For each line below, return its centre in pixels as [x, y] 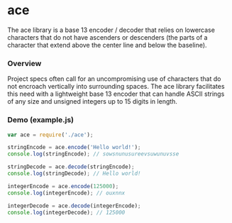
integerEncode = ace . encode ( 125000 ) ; [63, 186]
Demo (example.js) [41, 120]
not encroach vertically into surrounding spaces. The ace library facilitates [116, 87]
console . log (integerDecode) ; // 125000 [66, 212]
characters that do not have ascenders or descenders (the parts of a [107, 37]
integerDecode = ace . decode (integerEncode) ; [74, 206]
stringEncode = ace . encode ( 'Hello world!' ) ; [74, 148]
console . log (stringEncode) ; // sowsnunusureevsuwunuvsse [93, 154]
